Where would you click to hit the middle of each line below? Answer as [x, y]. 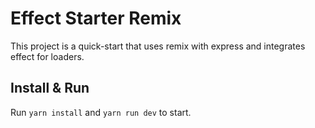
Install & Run [50, 88]
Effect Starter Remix [96, 18]
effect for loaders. [47, 56]
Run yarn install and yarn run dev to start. [101, 112]
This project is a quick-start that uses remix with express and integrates [158, 46]
